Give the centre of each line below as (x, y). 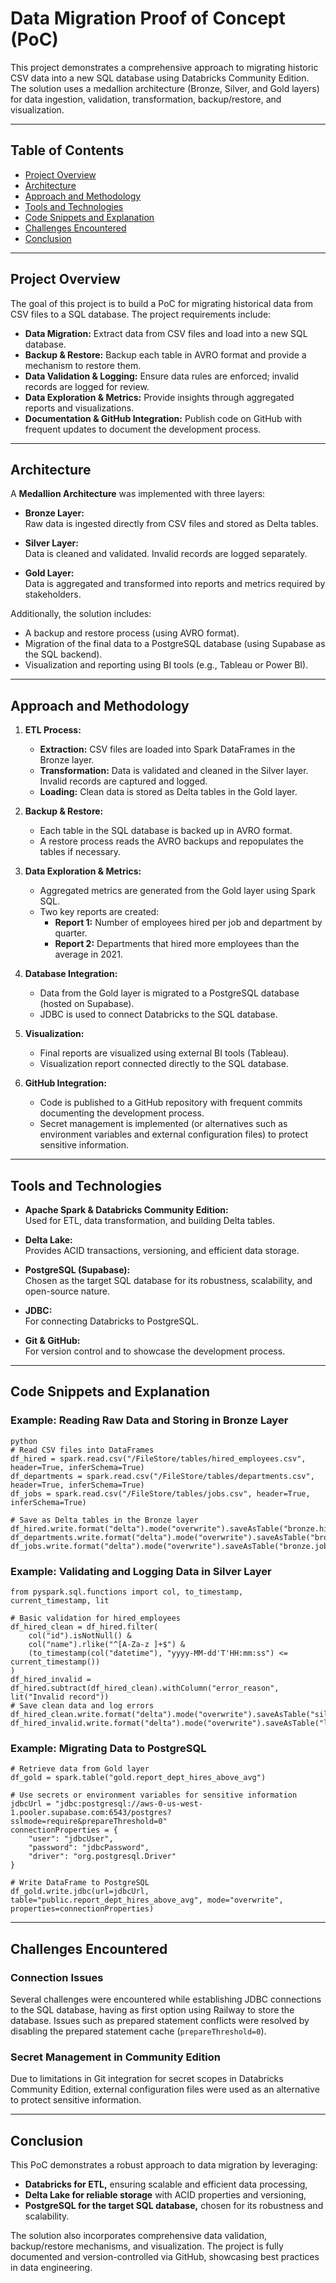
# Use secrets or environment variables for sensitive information (154, 1795)
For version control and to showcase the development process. (155, 1351)
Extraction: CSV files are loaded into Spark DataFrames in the (167, 749)
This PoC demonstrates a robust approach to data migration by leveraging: (164, 2165)
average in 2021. (88, 954)
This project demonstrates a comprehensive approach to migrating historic (164, 67)
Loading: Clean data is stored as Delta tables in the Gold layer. (168, 792)
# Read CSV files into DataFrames (82, 1450)
